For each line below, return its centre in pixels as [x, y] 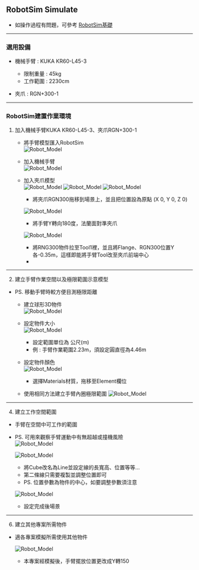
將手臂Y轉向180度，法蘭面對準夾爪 [75, 223]
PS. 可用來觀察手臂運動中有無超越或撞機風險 [69, 437]
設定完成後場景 [42, 507]
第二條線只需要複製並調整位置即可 [65, 475]
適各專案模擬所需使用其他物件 [51, 537]
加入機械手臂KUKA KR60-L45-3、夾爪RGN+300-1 [76, 130]
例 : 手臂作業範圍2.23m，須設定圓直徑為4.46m [89, 350]
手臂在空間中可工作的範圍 [46, 425]
